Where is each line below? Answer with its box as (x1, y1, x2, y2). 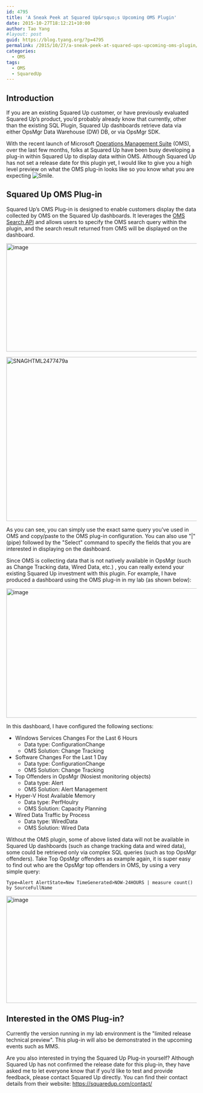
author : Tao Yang (6, 25, 50, 32)
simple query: (6, 868, 40, 875)
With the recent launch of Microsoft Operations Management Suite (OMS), (6, 140, 192, 147)
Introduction (6, 93, 54, 103)
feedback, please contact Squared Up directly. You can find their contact (6, 1073, 188, 1081)
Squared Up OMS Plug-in (6, 190, 103, 200)
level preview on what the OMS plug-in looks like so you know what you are (6, 165, 195, 173)
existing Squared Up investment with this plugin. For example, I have (6, 569, 176, 577)
